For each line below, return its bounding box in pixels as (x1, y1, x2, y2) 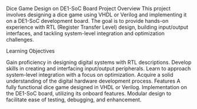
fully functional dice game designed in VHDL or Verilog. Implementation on (6, 84, 187, 90)
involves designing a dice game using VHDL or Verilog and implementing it (6, 11, 187, 18)
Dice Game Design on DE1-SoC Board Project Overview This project (6, 5, 171, 12)
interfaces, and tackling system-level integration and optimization (6, 30, 165, 37)
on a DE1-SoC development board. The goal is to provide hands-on (6, 18, 169, 24)
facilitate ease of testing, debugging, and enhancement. (6, 96, 142, 103)
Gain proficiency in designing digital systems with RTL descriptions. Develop (6, 59, 192, 66)
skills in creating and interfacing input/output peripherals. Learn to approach (6, 65, 191, 72)
